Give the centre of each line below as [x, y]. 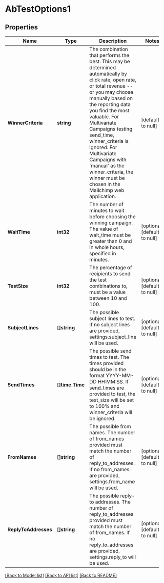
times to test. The [109, 357]
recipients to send [110, 274]
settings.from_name [112, 482]
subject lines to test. [113, 318]
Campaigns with [108, 159]
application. [103, 196]
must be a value [108, 292]
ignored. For [103, 147]
